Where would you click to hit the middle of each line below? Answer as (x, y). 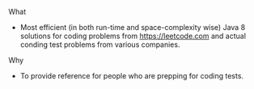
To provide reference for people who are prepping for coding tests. (132, 76)
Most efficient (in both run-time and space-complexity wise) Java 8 (133, 27)
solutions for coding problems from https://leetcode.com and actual (133, 36)
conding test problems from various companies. (100, 44)
